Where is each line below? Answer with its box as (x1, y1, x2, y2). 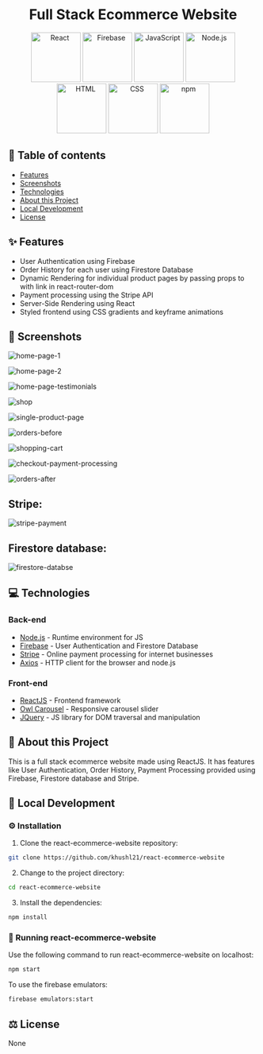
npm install (8, 913, 48, 921)
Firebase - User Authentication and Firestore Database (19, 641, 199, 650)
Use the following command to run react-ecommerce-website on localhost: (8, 950, 254, 959)
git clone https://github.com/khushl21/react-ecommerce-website (8, 854, 225, 862)
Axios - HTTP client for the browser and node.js (19, 657, 176, 667)
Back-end (8, 614, 47, 626)
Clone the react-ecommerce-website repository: (19, 839, 178, 848)
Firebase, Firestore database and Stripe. (8, 773, 139, 783)
